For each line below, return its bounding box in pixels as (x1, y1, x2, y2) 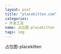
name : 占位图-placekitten (5, 25, 55, 30)
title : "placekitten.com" (5, 12, 57, 17)
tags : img (5, 30, 25, 35)
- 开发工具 (5, 20, 24, 26)
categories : (5, 16, 29, 21)
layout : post (5, 7, 31, 12)
